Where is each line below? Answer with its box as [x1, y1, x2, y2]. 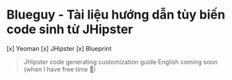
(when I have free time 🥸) [23, 65, 97, 73]
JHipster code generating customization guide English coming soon [23, 57, 218, 66]
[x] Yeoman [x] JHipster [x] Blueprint [6, 44, 112, 52]
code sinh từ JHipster [6, 21, 133, 37]
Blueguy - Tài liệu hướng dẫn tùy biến [6, 7, 226, 23]
